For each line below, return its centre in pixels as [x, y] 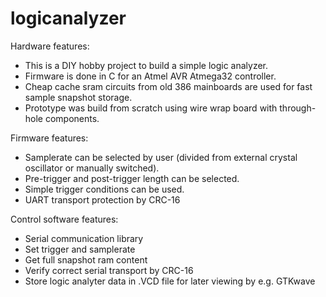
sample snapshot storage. [78, 97]
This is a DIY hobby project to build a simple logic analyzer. [146, 65]
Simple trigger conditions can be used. [104, 189]
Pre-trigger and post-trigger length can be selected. [132, 178]
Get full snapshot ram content [86, 259]
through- [298, 108]
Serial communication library [84, 238]
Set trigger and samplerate [80, 249]
